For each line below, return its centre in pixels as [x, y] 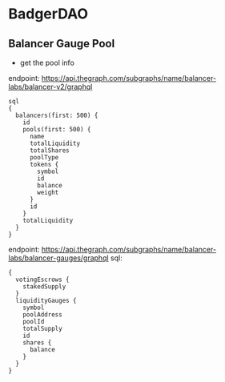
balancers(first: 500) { [57, 115]
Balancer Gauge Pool [62, 44]
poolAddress [42, 315]
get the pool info [47, 62]
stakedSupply [44, 287]
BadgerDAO [48, 14]
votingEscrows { [42, 279]
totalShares [49, 151]
